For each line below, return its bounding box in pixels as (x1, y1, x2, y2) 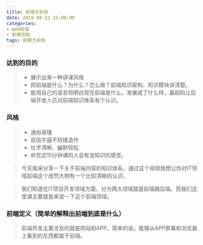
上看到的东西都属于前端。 (21, 232, 86, 239)
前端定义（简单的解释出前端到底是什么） (6, 209, 125, 218)
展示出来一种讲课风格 (30, 74, 84, 81)
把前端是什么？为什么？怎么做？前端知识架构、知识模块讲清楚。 (30, 81, 191, 89)
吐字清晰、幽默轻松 (30, 144, 79, 151)
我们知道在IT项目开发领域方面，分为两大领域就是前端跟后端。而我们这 (21, 185, 198, 192)
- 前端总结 (6, 32, 30, 38)
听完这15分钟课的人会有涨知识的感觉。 (30, 151, 127, 159)
